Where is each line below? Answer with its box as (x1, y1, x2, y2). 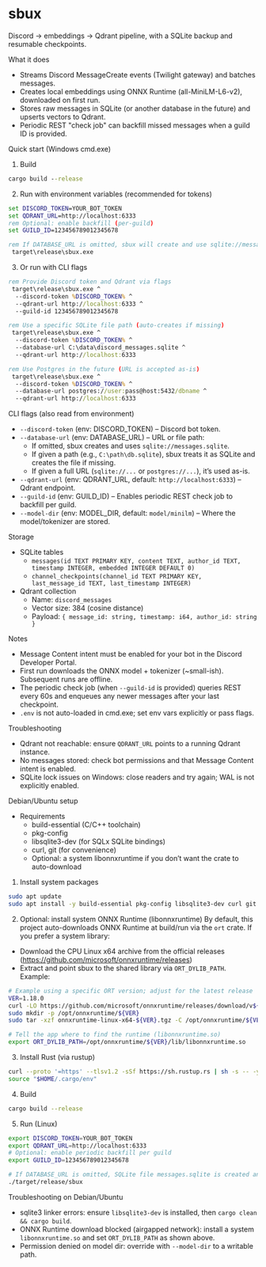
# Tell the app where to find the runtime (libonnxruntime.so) (8, 1030, 222, 1039)
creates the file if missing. (31, 458, 116, 468)
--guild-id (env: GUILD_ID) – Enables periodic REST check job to (19, 491, 234, 501)
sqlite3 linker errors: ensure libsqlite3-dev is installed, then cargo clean (19, 1208, 257, 1217)
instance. (19, 747, 50, 757)
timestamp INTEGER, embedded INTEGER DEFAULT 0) (31, 564, 196, 572)
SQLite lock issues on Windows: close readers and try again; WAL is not (19, 772, 255, 782)
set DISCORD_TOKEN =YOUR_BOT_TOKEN (8, 204, 123, 212)
